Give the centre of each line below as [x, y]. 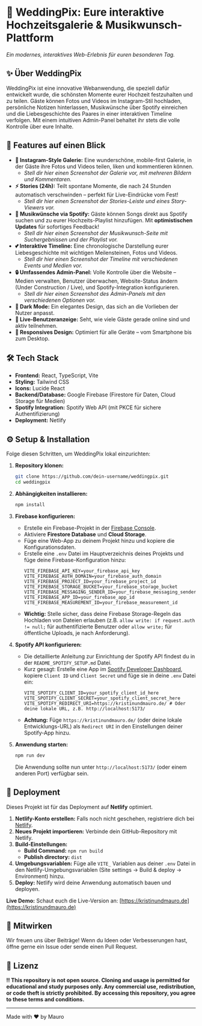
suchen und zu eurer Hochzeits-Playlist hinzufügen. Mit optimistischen [104, 220]
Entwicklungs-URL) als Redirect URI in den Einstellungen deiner [103, 726]
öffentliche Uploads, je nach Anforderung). [77, 633]
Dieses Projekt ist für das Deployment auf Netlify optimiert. [80, 807]
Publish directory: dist [53, 857]
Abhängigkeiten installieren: [51, 493]
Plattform [30, 38]
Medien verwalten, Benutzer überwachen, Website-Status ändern [96, 281]
